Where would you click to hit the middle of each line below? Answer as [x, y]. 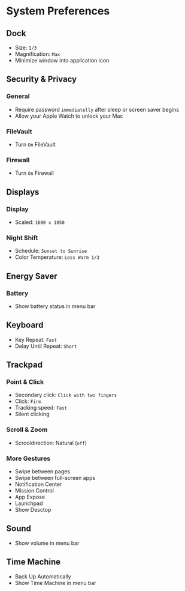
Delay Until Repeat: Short [46, 346]
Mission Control [34, 491]
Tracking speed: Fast [41, 408]
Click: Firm [28, 401]
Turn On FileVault [35, 144]
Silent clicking [32, 414]
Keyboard [25, 325]
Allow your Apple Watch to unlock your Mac [69, 116]
